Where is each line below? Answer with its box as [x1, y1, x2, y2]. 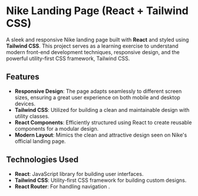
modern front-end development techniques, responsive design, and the [6, 48, 180, 55]
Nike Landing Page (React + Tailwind [6, 4, 189, 18]
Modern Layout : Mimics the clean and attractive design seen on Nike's [14, 131, 187, 138]
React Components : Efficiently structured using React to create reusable [14, 119, 192, 126]
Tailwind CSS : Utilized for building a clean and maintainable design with [14, 106, 190, 113]
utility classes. [14, 112, 50, 119]
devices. [14, 100, 36, 107]
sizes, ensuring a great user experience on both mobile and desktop [14, 94, 181, 101]
